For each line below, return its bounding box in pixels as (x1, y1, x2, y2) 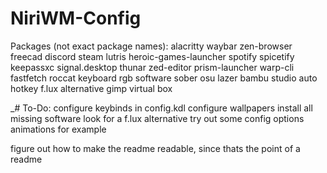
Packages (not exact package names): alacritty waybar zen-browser (10, 40, 293, 52)
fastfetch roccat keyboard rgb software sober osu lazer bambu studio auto (10, 72, 318, 84)
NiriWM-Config (10, 7, 142, 30)
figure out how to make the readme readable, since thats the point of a (10, 142, 301, 154)
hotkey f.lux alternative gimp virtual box (10, 82, 173, 94)
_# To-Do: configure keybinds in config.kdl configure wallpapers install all (10, 102, 313, 114)
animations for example (10, 123, 107, 135)
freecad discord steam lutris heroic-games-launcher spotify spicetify (10, 50, 295, 62)
